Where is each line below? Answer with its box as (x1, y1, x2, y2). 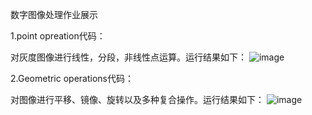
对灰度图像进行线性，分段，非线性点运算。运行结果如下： (10, 51, 247, 63)
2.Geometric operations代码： (10, 73, 134, 84)
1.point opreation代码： (10, 30, 106, 42)
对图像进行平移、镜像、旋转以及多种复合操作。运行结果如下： (10, 94, 265, 105)
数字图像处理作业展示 (10, 9, 98, 20)
